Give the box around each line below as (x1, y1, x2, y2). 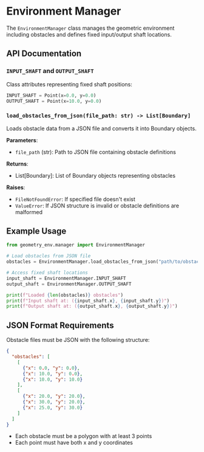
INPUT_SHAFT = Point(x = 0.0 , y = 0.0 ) (6, 92, 97, 99)
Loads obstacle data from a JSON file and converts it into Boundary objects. (6, 125, 197, 132)
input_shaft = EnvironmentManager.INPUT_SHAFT (6, 275, 126, 281)
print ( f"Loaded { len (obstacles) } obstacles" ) (6, 292, 123, 298)
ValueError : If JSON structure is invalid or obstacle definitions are (15, 202, 179, 209)
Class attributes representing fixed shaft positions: (6, 80, 132, 88)
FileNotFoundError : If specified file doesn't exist (15, 195, 135, 203)
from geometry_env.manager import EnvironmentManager (6, 242, 146, 248)
